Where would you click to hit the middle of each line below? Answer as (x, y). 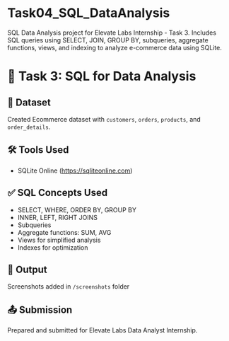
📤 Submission (40, 310)
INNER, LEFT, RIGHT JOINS (57, 217)
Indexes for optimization (53, 247)
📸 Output (27, 269)
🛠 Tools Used (38, 150)
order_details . (29, 127)
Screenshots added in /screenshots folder (69, 287)
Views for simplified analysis (59, 240)
